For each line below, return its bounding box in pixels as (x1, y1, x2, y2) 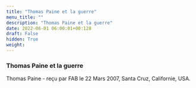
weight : (6, 42, 26, 48)
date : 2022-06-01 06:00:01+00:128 (6, 25, 92, 32)
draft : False (6, 31, 39, 37)
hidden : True (6, 36, 39, 42)
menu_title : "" (6, 14, 44, 20)
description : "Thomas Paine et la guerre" (6, 20, 113, 26)
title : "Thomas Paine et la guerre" (6, 8, 97, 15)
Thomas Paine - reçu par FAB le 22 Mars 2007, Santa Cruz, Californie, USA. (6, 75, 191, 82)
